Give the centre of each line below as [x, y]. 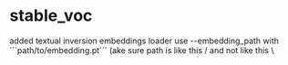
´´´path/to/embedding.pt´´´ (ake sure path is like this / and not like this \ [142, 50]
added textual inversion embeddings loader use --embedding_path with [144, 41]
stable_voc [51, 16]
